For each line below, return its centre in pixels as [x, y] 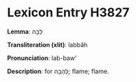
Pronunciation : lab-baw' [42, 58]
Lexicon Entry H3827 [68, 13]
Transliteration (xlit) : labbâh [47, 44]
